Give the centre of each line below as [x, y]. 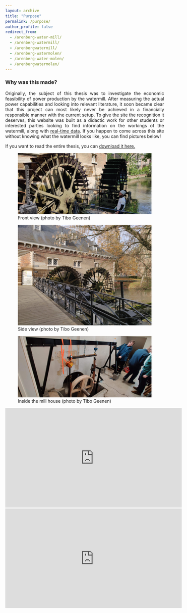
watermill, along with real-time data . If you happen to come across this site [85, 131]
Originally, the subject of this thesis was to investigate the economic [85, 93]
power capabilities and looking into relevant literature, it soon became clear [85, 104]
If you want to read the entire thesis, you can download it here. [70, 146]
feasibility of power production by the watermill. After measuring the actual [85, 99]
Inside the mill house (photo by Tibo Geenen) [65, 401]
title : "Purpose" [23, 16]
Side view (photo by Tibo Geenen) [53, 329]
